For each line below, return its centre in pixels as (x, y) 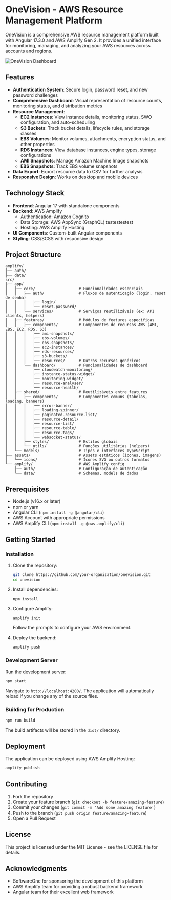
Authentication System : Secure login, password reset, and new (80, 89)
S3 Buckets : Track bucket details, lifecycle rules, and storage (85, 128)
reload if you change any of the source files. (52, 696)
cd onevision (27, 580)
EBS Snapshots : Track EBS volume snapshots (69, 166)
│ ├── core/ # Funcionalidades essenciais (74, 289)
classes (28, 133)
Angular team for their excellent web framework (63, 892)
